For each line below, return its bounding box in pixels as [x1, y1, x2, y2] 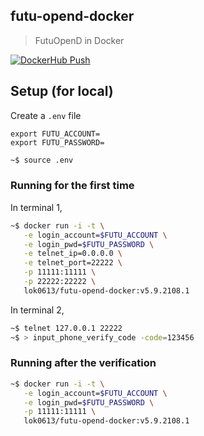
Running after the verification [10, 356, 157, 370]
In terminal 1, [10, 201, 63, 213]
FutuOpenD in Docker [34, 34, 125, 46]
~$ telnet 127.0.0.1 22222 [10, 323, 123, 333]
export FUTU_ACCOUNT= [10, 129, 101, 139]
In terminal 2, [10, 304, 65, 316]
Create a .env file [10, 109, 82, 121]
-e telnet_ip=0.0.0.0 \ [23, 249, 123, 259]
